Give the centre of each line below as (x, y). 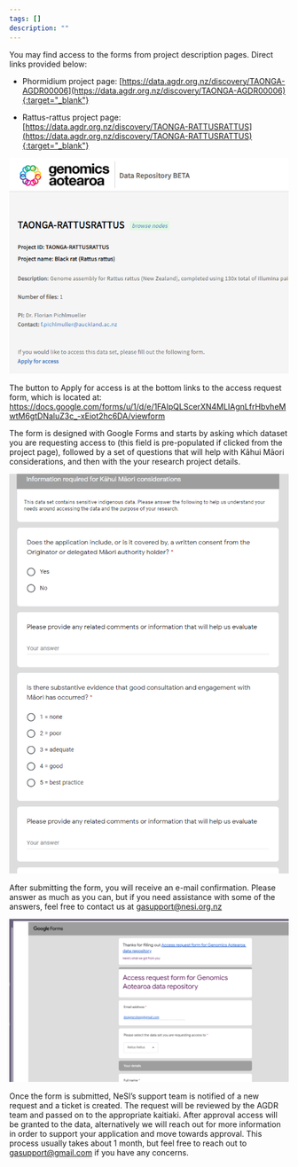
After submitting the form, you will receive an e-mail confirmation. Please (143, 888)
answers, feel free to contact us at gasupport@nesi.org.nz (116, 906)
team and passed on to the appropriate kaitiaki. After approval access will (143, 1115)
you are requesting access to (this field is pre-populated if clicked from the (146, 443)
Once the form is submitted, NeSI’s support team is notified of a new (134, 1096)
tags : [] (25, 19)
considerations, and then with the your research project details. (125, 461)
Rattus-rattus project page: (71, 117)
